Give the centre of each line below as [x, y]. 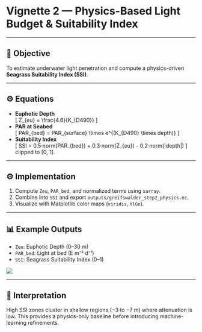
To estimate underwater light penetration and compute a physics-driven [95, 68]
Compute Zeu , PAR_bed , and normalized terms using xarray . [88, 191]
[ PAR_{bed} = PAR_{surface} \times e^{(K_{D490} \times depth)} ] [97, 133]
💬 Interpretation [36, 296]
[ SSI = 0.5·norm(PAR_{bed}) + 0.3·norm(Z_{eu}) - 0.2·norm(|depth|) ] [101, 145]
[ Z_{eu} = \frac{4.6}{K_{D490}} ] [56, 120]
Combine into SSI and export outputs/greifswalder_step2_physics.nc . [102, 198]
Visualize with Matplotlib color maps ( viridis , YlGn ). [79, 204]
